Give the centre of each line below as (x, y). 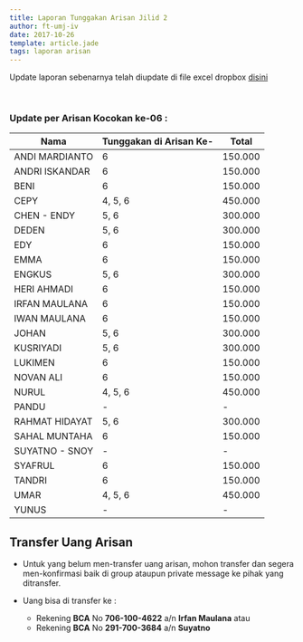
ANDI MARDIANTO (54, 157)
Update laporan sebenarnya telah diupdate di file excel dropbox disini (139, 77)
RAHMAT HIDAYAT (53, 422)
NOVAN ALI (38, 378)
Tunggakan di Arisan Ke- (158, 141)
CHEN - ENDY (44, 216)
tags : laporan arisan (50, 52)
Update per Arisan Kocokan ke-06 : (89, 119)
